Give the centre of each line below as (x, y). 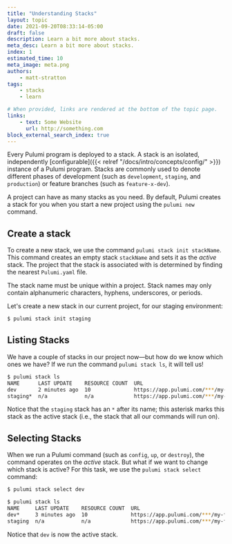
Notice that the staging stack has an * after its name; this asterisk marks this (116, 409)
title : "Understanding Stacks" (52, 13)
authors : (20, 71)
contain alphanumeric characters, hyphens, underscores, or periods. (105, 293)
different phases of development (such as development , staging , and (104, 177)
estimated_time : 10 (35, 59)
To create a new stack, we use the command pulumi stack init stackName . (114, 250)
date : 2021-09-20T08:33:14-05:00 (55, 26)
